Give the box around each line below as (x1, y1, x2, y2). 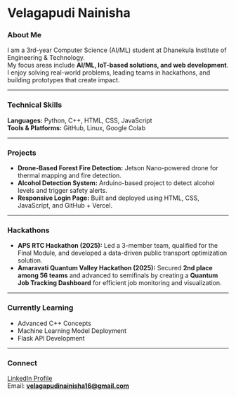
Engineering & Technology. (7, 53, 86, 62)
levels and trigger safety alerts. (17, 187, 107, 195)
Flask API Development (17, 334, 86, 342)
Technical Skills (7, 100, 63, 110)
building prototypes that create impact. (7, 76, 120, 84)
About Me (7, 30, 42, 40)
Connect (7, 358, 37, 367)
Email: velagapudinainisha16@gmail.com (7, 382, 130, 390)
